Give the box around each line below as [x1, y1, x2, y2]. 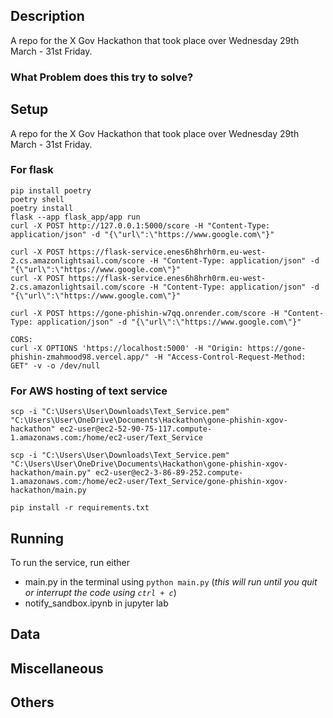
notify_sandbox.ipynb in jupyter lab [24, 597, 169, 609]
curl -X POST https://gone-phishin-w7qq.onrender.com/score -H [10, 308, 280, 318]
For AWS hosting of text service [10, 384, 168, 398]
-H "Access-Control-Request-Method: [153, 352, 307, 362]
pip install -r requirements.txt [10, 503, 150, 513]
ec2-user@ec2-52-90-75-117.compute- [59, 424, 213, 434]
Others [10, 694, 55, 711]
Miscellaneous [10, 660, 104, 677]
